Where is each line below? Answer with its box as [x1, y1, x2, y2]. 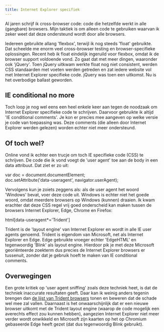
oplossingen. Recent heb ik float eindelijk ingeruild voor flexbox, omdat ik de [5, 51, 159, 57]
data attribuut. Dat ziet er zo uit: [5, 163, 70, 168]
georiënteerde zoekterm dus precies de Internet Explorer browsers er [5, 247, 145, 253]
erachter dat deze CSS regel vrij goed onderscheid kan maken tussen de [5, 202, 152, 208]
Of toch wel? [5, 139, 45, 147]
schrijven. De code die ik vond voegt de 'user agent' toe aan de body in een [5, 157, 158, 163]
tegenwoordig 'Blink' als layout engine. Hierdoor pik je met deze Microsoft [5, 242, 154, 248]
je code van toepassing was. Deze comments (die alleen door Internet [5, 119, 146, 125]
